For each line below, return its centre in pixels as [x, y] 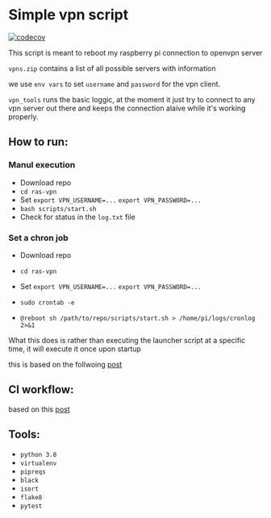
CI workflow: [41, 390]
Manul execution [42, 165]
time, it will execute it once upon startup [75, 349]
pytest [31, 506]
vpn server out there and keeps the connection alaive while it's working [127, 108]
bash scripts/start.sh [58, 209]
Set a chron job [38, 238]
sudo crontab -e [47, 303]
